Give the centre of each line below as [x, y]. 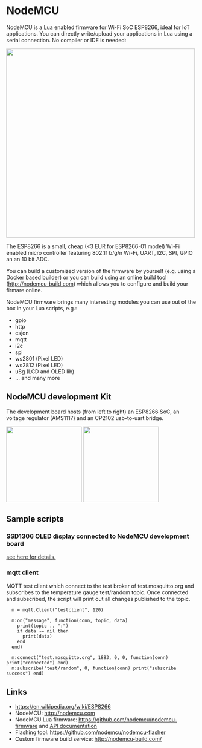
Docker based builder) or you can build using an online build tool [87, 277]
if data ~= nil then [43, 631]
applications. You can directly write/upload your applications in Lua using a [99, 33]
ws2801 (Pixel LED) [39, 358]
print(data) [37, 636]
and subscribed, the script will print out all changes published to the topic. [98, 599]
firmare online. [24, 290]
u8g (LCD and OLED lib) [45, 371]
